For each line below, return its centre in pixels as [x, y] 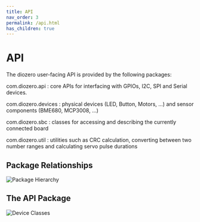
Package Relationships [50, 165]
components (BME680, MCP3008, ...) [52, 111]
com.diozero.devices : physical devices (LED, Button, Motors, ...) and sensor [100, 104]
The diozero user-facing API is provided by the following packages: [89, 75]
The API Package [39, 198]
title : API [20, 12]
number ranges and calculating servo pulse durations [72, 147]
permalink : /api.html [33, 23]
